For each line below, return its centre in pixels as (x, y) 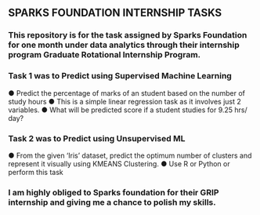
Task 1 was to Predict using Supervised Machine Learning (120, 76)
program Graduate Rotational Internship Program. (105, 55)
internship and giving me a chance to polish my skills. (112, 202)
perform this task (36, 172)
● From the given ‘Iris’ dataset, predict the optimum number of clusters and (130, 155)
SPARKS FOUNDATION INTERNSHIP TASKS (115, 13)
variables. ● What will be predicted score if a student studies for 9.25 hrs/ (128, 110)
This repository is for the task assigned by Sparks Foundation (128, 35)
